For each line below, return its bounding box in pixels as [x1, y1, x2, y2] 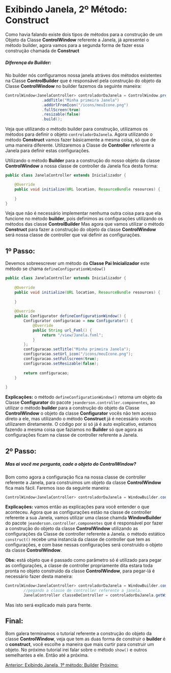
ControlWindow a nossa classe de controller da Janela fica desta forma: [5, 163, 158, 169]
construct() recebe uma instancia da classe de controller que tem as [5, 536, 151, 542]
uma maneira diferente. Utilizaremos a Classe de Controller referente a [5, 142, 154, 149]
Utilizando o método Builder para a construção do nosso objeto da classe [5, 157, 160, 164]
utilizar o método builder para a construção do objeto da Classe [5, 405, 140, 411]
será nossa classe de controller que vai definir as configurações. [5, 232, 141, 238]
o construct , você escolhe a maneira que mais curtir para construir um [5, 641, 154, 647]
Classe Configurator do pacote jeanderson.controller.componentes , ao [5, 399, 155, 405]
